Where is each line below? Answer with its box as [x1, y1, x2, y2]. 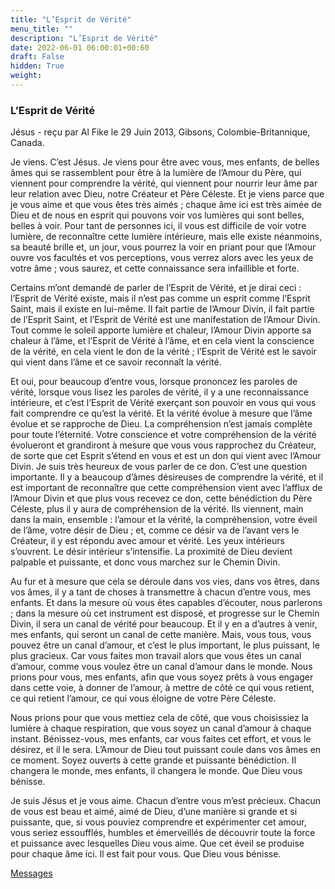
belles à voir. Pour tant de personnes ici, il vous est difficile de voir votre [10, 220, 307, 232]
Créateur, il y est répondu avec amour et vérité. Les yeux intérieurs [10, 535, 285, 547]
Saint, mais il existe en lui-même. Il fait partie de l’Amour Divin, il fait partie [10, 303, 315, 315]
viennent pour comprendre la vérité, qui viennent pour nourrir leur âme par [10, 177, 318, 190]
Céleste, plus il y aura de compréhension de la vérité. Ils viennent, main [10, 503, 304, 515]
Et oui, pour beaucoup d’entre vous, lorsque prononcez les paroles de [10, 376, 298, 388]
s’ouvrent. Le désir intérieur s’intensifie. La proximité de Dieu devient [10, 546, 293, 558]
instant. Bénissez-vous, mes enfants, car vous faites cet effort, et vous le [10, 733, 312, 745]
